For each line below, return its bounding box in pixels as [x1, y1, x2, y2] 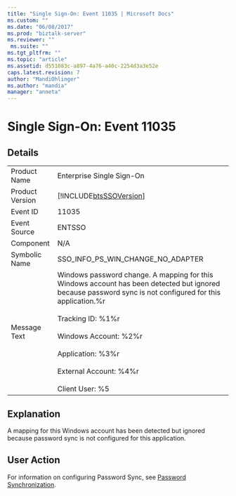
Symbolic [11, 250, 42, 260]
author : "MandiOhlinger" [7, 75, 80, 83]
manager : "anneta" [7, 88, 61, 95]
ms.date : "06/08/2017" [7, 23, 74, 30]
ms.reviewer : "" [7, 36, 55, 43]
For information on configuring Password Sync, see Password [7, 473, 186, 481]
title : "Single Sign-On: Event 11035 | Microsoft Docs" [7, 10, 174, 18]
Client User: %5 [57, 384, 110, 394]
